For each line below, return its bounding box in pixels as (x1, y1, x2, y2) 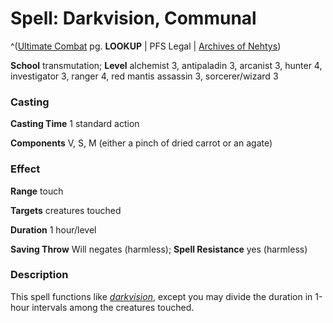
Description (10, 268, 69, 282)
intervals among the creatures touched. (31, 301, 195, 313)
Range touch (10, 185, 64, 197)
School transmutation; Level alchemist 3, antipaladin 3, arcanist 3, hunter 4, (10, 59, 323, 71)
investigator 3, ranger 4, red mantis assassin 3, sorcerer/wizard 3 (10, 70, 279, 82)
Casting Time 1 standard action (10, 118, 140, 130)
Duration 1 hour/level (10, 223, 97, 236)
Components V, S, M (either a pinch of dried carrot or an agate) (10, 137, 273, 149)
